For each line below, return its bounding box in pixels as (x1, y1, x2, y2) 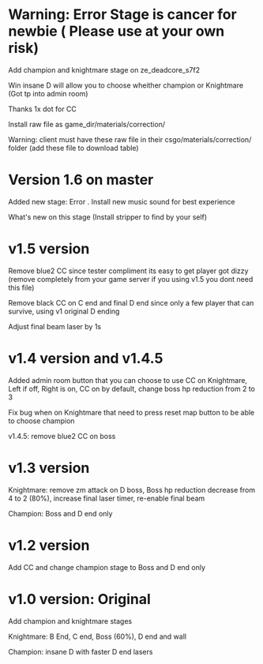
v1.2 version (8, 536, 90, 554)
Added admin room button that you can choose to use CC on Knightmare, (8, 375, 247, 385)
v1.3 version (8, 459, 90, 477)
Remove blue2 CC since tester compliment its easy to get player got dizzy (8, 266, 249, 276)
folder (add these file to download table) (8, 143, 140, 152)
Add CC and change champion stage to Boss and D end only (8, 562, 206, 572)
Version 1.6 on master (8, 171, 154, 189)
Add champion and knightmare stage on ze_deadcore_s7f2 (8, 65, 200, 74)
